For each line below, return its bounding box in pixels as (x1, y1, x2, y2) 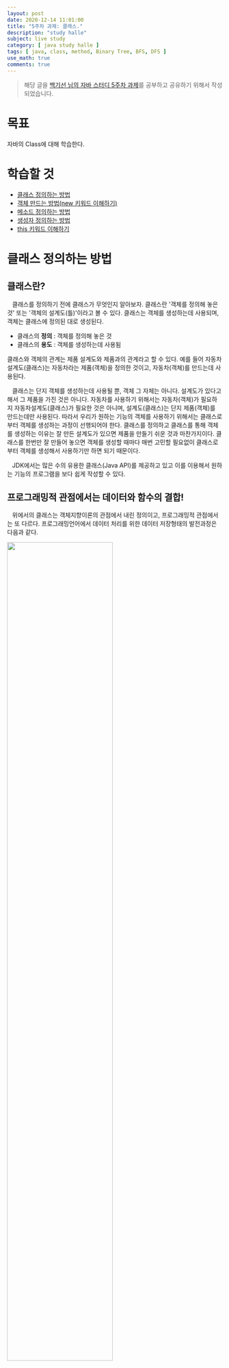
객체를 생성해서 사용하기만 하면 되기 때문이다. (19, 446, 141, 454)
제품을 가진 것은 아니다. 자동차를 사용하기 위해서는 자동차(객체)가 (27, 395, 200, 403)
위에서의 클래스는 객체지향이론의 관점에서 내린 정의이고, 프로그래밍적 (12, 511, 195, 520)
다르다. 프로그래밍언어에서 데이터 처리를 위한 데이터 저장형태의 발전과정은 (21, 520, 217, 528)
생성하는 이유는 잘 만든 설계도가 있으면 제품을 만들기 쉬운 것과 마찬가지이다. (14, 429, 215, 437)
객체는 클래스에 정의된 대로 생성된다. (7, 317, 104, 326)
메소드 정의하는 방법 (16, 207, 70, 216)
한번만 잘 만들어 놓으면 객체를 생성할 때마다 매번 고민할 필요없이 (25, 438, 195, 446)
